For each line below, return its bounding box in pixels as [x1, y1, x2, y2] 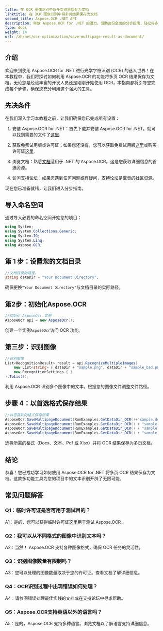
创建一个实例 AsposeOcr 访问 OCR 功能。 [5, 327, 83, 333]
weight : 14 [5, 30, 27, 35]
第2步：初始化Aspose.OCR [5, 300, 87, 308]
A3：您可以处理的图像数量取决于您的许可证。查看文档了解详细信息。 [5, 570, 143, 575]
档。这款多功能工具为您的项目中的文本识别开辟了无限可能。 [5, 476, 124, 481]
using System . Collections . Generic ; [5, 229, 77, 234]
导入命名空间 [5, 201, 44, 209]
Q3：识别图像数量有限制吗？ [5, 557, 72, 564]
